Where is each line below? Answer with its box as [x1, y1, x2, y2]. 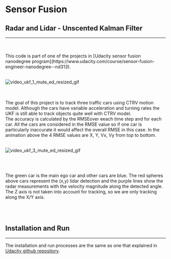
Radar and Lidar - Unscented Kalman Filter [5, 24, 142, 33]
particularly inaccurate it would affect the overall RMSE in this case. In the [5, 127, 160, 133]
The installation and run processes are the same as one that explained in [5, 242, 158, 248]
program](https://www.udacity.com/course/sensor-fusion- [32, 59, 155, 64]
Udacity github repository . [5, 248, 60, 254]
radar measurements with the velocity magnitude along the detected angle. [5, 183, 163, 189]
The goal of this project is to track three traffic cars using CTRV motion [5, 100, 154, 105]
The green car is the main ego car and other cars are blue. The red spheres [5, 172, 163, 179]
